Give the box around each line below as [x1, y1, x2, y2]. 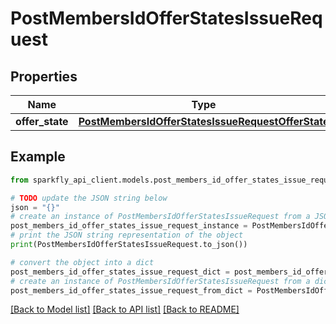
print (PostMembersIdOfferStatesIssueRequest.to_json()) [10, 240, 248, 250]
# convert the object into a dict [10, 257, 155, 267]
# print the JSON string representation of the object [10, 230, 244, 241]
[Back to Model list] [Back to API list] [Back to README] [10, 303, 240, 316]
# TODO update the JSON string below [10, 193, 168, 203]
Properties [10, 68, 78, 85]
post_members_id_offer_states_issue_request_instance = [10, 221, 248, 231]
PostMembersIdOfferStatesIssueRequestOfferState [78, 115, 330, 128]
